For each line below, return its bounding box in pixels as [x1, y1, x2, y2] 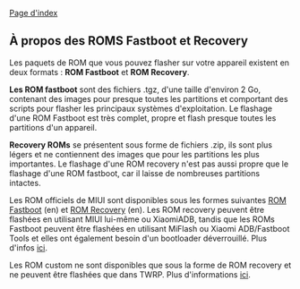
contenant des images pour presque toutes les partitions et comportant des [9, 93, 288, 104]
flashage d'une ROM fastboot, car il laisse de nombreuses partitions [9, 167, 261, 178]
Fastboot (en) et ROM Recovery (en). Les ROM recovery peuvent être [9, 204, 265, 215]
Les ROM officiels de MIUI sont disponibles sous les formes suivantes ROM [9, 194, 287, 205]
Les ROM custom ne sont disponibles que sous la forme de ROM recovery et [9, 259, 292, 270]
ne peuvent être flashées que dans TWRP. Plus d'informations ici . [9, 268, 251, 280]
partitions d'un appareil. [9, 122, 98, 132]
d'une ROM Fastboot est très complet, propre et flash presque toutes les [9, 112, 277, 123]
